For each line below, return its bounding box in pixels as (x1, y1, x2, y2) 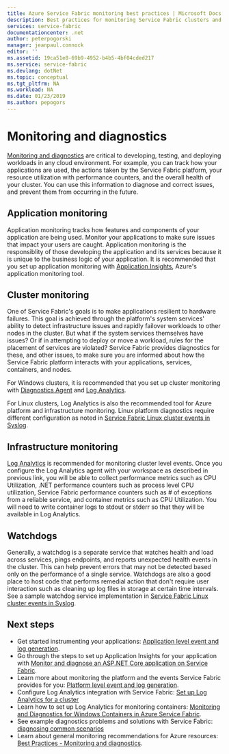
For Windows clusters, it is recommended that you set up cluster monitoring (7, 379, 221, 387)
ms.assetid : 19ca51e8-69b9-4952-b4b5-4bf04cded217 (7, 55, 154, 62)
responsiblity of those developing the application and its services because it (7, 247, 222, 255)
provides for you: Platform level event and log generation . (16, 681, 179, 689)
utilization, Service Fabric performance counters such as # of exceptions (7, 488, 213, 497)
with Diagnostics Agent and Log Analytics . (7, 386, 126, 394)
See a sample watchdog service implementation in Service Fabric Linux (7, 592, 208, 600)
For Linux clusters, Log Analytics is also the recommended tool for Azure (7, 399, 212, 407)
